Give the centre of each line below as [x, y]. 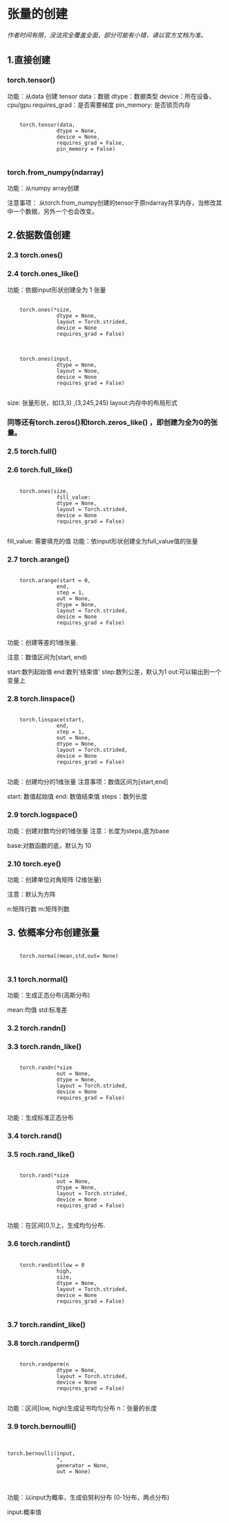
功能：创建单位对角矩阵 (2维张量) [54, 879]
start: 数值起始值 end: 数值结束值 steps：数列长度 [77, 797]
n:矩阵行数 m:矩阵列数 [39, 908]
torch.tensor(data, [48, 125]
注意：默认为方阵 [31, 894]
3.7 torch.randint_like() [47, 1324]
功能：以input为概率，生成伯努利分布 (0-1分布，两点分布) [89, 1497]
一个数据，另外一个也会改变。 [55, 211]
